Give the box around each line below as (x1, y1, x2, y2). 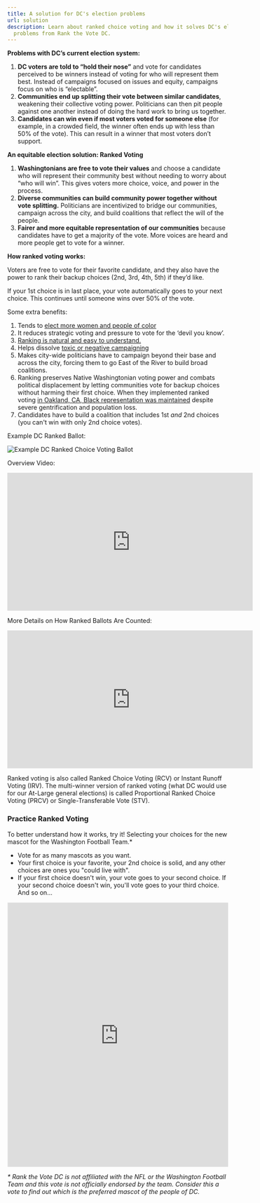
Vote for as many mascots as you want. (17, 851, 132, 859)
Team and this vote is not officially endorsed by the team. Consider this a (7, 1180, 219, 1188)
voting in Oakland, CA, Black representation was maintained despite (17, 396, 214, 404)
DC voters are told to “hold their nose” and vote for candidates (17, 62, 202, 71)
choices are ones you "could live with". (17, 866, 130, 874)
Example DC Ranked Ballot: (7, 432, 86, 440)
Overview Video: (7, 459, 55, 467)
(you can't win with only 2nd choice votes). (17, 418, 142, 427)
